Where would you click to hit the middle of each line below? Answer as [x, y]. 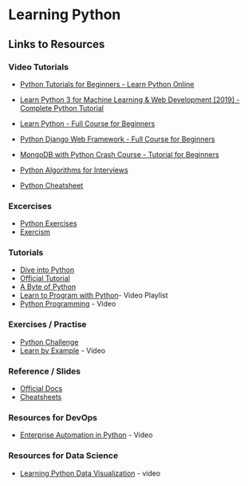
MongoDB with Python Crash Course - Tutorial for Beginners [119, 154]
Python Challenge [49, 342]
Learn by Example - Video [63, 350]
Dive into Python [47, 270]
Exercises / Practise [47, 325]
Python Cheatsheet [51, 185]
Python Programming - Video [68, 304]
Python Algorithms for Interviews [74, 170]
